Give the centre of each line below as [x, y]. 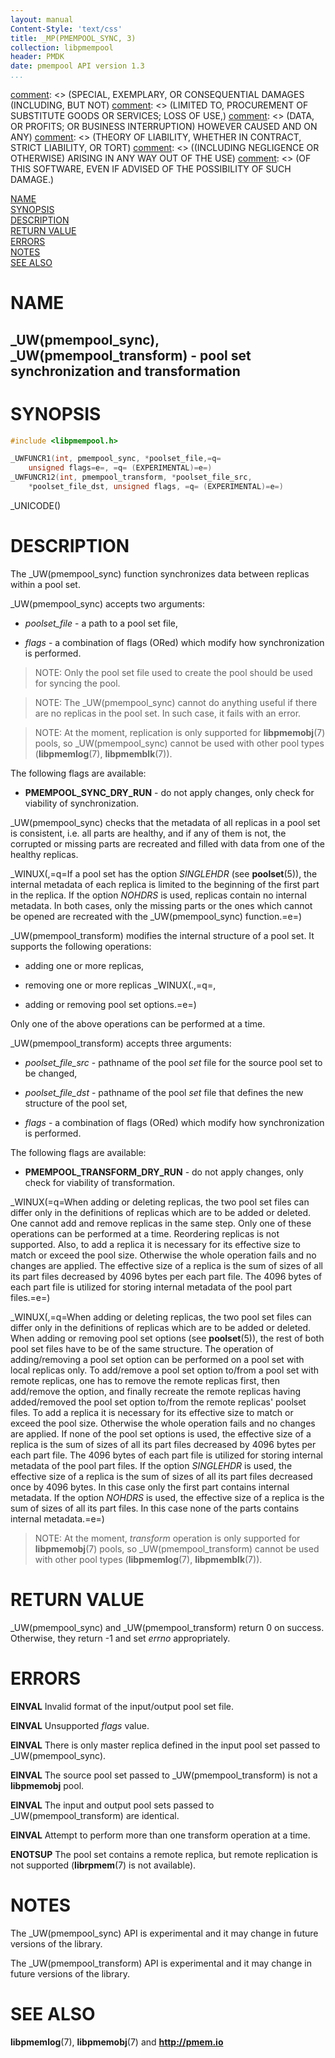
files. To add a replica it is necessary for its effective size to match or [152, 1412]
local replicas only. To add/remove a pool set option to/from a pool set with [165, 1370]
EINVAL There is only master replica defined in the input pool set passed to [165, 1745]
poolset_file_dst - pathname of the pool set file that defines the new [164, 1092]
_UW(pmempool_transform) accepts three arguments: [121, 1043]
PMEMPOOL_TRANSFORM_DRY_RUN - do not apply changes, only [164, 1172]
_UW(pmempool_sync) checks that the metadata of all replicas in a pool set [165, 822]
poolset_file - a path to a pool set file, [101, 623]
